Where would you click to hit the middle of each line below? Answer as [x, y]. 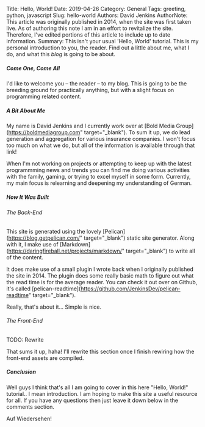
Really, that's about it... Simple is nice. [54, 307]
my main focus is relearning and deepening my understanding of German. [99, 183]
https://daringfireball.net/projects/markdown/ [65, 251]
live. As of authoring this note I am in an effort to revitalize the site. [90, 28]
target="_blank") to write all [160, 251]
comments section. [31, 407]
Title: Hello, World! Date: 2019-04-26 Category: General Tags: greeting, [96, 9]
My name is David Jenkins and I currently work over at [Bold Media [91, 126]
